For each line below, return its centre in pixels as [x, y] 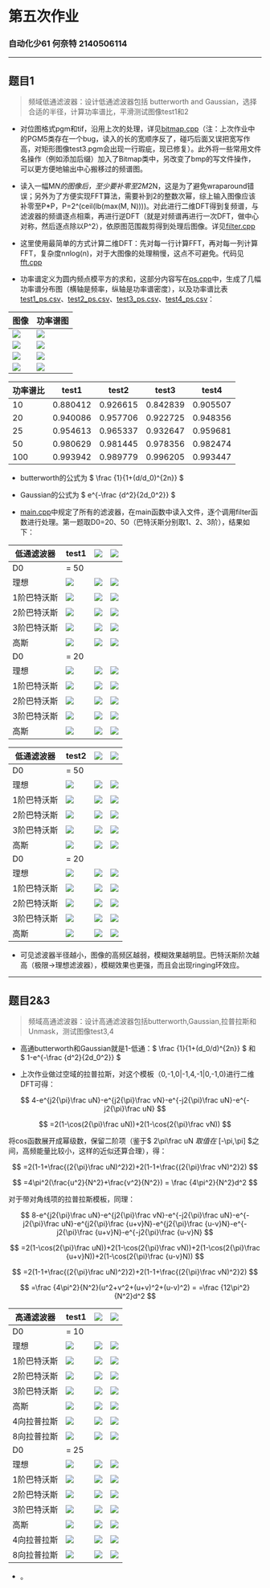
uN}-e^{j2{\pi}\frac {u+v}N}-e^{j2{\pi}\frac [132, 1224]
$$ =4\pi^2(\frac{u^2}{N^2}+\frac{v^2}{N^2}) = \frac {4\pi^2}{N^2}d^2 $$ [135, 1183]
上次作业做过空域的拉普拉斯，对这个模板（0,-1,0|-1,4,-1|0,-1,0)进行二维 [137, 1074]
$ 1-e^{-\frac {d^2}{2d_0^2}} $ [70, 1058]
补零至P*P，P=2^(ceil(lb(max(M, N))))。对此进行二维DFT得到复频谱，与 [139, 207]
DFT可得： [38, 1084]
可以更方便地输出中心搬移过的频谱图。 [83, 169]
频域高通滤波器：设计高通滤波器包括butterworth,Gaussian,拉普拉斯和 [142, 1021]
